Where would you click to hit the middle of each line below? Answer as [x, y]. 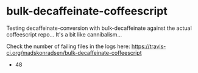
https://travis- [149, 46]
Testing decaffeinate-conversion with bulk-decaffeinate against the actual [99, 28]
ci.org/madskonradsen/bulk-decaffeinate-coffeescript [74, 52]
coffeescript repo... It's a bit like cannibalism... [64, 34]
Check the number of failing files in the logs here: [68, 46]
